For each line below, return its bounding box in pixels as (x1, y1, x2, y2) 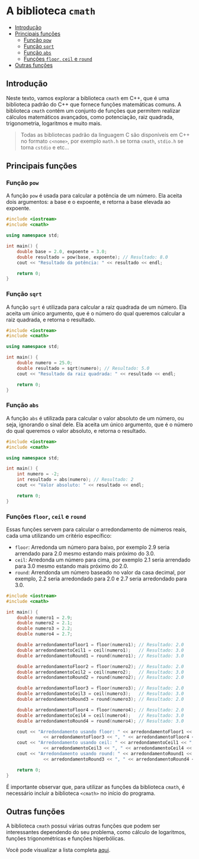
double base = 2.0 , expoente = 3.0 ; (17, 248, 108, 254)
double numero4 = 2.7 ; (17, 631, 73, 637)
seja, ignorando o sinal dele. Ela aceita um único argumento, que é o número (6, 421, 193, 428)
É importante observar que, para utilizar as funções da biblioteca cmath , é (6, 783, 185, 790)
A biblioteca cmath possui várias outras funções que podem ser (6, 822, 161, 829)
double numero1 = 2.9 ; (17, 615, 73, 621)
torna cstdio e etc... (20, 143, 69, 151)
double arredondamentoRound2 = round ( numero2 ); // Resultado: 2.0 (17, 675, 184, 681)
